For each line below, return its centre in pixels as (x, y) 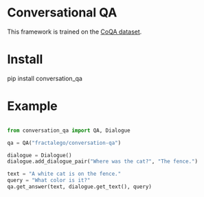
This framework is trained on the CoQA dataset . (75, 32)
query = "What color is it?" (49, 181)
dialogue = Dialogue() (39, 155)
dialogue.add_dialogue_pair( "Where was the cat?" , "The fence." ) (102, 162)
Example (32, 106)
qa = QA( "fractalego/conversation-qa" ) (64, 143)
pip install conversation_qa (45, 78)
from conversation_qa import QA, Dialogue (69, 130)
